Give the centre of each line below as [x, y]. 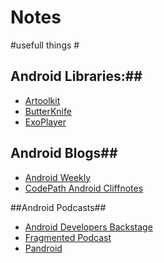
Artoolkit [42, 100]
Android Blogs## [64, 153]
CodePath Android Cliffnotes [84, 188]
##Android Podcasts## [58, 207]
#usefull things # [45, 45]
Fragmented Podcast [68, 237]
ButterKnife [48, 111]
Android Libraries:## [76, 76]
